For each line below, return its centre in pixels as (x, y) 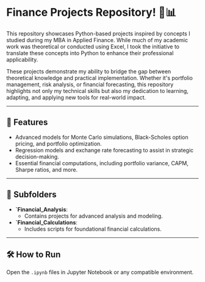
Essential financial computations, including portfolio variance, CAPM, (102, 163)
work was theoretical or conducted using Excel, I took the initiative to (93, 46)
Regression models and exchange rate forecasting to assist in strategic (104, 150)
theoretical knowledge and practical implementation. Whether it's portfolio (100, 78)
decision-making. (37, 157)
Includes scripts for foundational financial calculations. (93, 229)
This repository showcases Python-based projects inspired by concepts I (98, 33)
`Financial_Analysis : (41, 209)
